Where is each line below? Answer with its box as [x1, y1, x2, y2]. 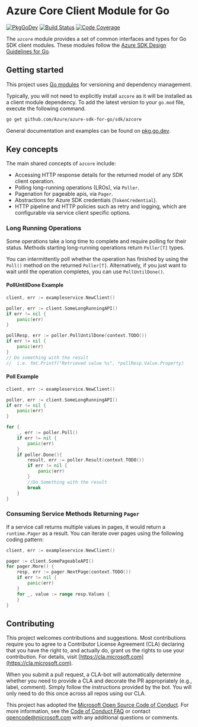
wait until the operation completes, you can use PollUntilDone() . [6, 268, 165, 275]
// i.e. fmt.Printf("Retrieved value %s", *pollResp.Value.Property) [6, 360, 184, 366]
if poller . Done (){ [17, 452, 62, 458]
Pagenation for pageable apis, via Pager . [14, 190, 113, 197]
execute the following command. [6, 105, 86, 112]
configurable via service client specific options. [14, 209, 131, 216]
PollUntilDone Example [6, 282, 64, 289]
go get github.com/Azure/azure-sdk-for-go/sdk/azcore [6, 116, 142, 122]
